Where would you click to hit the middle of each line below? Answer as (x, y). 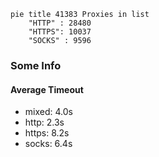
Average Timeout (47, 89)
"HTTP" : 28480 (60, 23)
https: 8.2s (47, 133)
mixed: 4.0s (48, 112)
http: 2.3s (44, 122)
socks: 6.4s (48, 144)
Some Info (36, 65)
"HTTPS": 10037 (60, 32)
